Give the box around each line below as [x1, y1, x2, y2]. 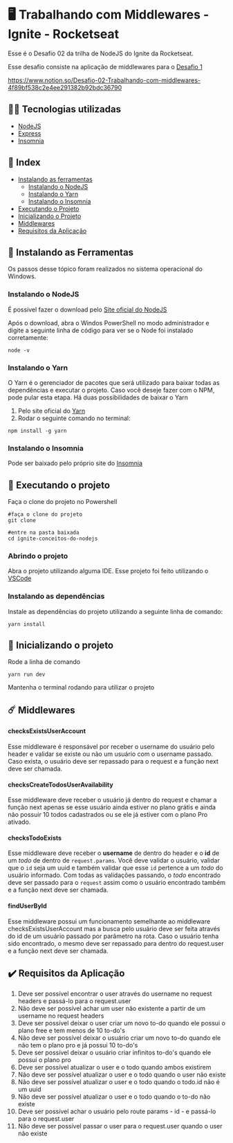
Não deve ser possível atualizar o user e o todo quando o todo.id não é [17, 1077, 220, 1086]
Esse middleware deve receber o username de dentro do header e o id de [8, 849, 220, 857]
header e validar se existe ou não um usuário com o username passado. [8, 750, 214, 758]
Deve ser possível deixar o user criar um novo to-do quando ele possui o [17, 1018, 225, 1027]
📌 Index [8, 156, 41, 168]
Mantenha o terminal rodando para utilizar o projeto [8, 683, 155, 692]
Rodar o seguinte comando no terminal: [17, 414, 131, 422]
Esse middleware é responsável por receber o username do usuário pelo [8, 743, 215, 751]
